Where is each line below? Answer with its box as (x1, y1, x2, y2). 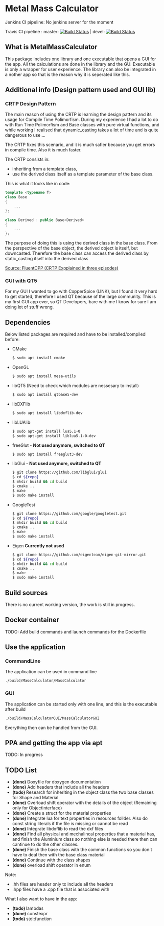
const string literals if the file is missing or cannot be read (12, 821, 128, 827)
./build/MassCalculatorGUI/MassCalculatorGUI (5, 716, 99, 721)
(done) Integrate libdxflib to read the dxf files (12, 826, 104, 832)
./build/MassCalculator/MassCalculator (5, 678, 87, 683)
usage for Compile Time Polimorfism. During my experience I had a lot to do (5, 117, 158, 122)
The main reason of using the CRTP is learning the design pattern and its (5, 111, 152, 118)
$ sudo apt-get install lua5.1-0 (12, 429, 81, 434)
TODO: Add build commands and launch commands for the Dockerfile (5, 629, 146, 634)
